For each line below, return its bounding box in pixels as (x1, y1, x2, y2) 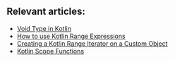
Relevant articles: (6, 6, 86, 18)
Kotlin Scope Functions (16, 46, 85, 55)
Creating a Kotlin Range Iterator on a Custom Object (16, 39, 168, 48)
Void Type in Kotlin (16, 24, 72, 32)
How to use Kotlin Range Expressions (16, 32, 126, 40)
